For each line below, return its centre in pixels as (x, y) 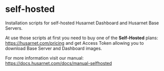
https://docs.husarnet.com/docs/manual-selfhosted (59, 63)
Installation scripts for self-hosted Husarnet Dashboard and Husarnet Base (82, 23)
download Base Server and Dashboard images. (54, 48)
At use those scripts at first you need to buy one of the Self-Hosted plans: (82, 38)
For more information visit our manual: (44, 58)
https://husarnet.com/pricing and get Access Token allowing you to (74, 43)
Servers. (14, 28)
